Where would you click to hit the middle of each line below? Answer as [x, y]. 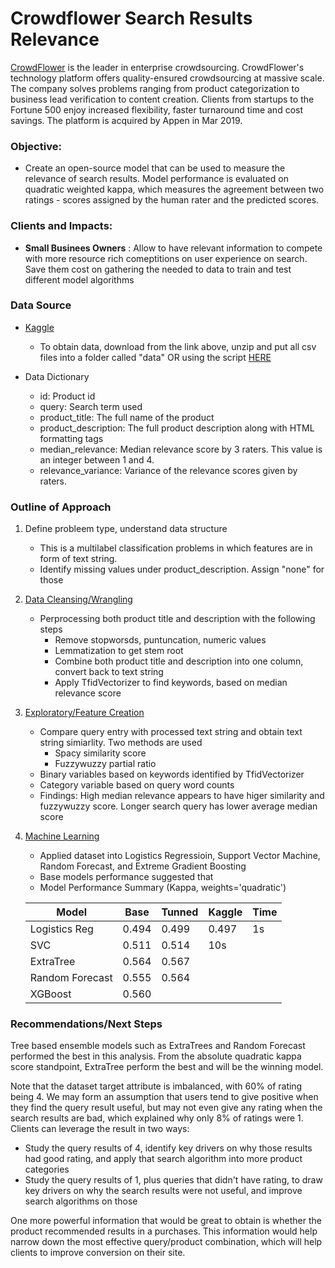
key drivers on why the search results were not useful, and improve [163, 1191]
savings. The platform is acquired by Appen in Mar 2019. [126, 120]
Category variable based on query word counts [137, 785]
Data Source [41, 305]
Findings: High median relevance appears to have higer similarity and [182, 796]
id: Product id [67, 396]
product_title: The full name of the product [127, 417]
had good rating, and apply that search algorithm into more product [163, 1159]
